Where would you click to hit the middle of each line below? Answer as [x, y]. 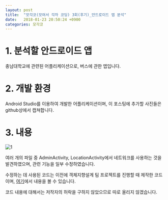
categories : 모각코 [24, 24]
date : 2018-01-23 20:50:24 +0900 [43, 19]
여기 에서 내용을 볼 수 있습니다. [46, 181]
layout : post [19, 10]
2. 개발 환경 [28, 89]
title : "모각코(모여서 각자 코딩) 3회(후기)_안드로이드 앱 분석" [66, 15]
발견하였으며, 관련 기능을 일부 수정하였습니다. [50, 164]
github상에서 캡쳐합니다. [30, 110]
